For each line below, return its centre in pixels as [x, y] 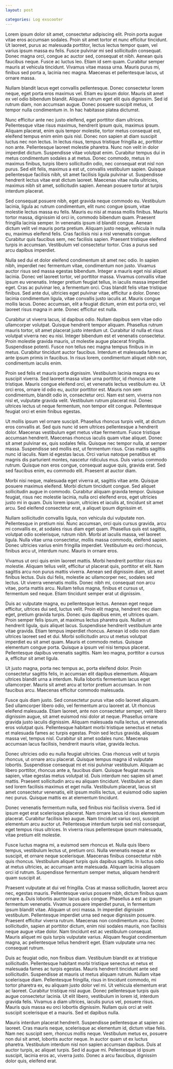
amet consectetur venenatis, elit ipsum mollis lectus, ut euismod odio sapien [86, 792]
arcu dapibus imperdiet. [30, 250]
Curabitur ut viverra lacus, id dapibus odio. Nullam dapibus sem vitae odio [84, 319]
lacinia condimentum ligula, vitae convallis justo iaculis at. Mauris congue [83, 298]
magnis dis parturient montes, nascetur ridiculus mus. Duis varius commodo [86, 459]
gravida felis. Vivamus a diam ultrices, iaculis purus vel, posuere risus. [80, 1002]
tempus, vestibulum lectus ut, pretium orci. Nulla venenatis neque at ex [81, 850]
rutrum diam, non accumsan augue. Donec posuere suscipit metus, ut [79, 104]
